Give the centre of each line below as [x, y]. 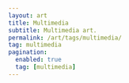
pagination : [28, 52]
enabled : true [38, 60]
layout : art [28, 15]
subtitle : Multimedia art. [53, 30]
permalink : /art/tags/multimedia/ [65, 38]
